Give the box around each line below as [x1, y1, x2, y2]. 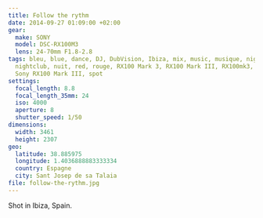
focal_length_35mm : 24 [15, 92, 89, 100]
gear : [8, 26, 26, 34]
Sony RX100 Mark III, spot [15, 70, 103, 78]
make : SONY [15, 33, 51, 42]
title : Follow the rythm [8, 11, 89, 20]
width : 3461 [15, 128, 55, 136]
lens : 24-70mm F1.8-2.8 [15, 48, 92, 56]
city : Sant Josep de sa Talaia [15, 172, 117, 180]
